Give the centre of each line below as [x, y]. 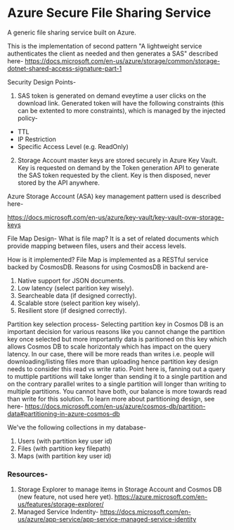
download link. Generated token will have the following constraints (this [121, 103]
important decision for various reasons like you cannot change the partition [116, 331]
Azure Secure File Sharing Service [109, 13]
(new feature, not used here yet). [65, 497]
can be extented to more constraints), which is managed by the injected [122, 110]
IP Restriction [37, 139]
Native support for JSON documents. [71, 280]
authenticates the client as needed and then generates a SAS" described [113, 53]
